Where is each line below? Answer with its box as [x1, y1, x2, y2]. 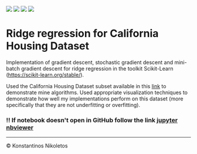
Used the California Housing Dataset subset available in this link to [6, 82, 167, 89]
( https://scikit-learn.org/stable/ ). [6, 71, 84, 78]
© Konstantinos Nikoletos [6, 142, 68, 149]
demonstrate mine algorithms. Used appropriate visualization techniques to [6, 89, 188, 96]
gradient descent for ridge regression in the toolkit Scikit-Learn [21, 65, 174, 72]
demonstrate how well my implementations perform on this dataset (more [6, 95, 184, 102]
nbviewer [6, 123, 34, 132]
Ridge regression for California [6, 27, 159, 41]
